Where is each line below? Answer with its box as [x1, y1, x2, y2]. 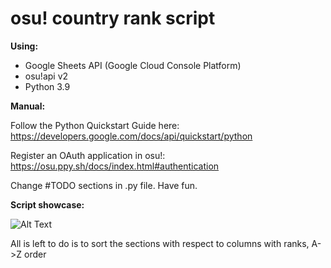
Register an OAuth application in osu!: [10, 149, 166, 161]
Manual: [10, 100, 46, 112]
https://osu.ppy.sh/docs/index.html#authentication [10, 160, 220, 172]
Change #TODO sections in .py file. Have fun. [10, 179, 198, 191]
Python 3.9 [24, 80, 71, 92]
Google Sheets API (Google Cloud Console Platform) [24, 59, 242, 71]
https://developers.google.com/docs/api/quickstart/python [10, 130, 253, 142]
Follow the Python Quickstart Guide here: [10, 119, 180, 131]
